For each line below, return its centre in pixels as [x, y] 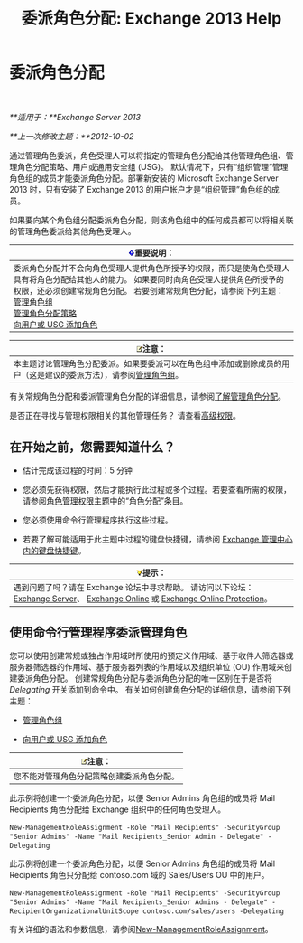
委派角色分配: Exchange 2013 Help [151, 19]
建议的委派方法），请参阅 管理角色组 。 [114, 374]
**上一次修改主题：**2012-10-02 [72, 136]
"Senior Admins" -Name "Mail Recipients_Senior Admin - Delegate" [137, 836]
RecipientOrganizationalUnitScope [74, 911]
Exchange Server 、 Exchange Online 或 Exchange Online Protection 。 [142, 599]
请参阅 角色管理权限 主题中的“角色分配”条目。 [105, 501]
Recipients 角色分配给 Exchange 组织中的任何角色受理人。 [118, 809]
